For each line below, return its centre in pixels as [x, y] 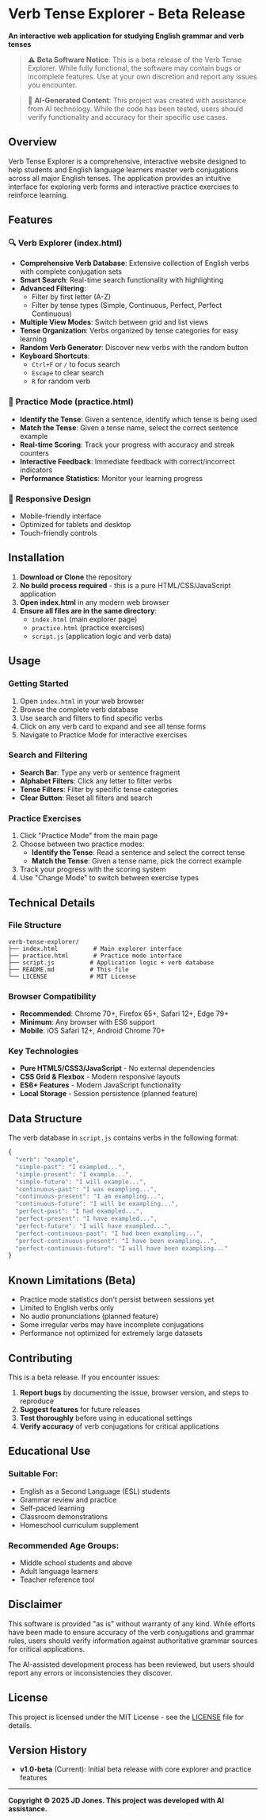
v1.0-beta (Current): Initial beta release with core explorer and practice [135, 1769]
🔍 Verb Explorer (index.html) [65, 243]
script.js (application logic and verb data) [101, 636]
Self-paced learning [52, 1508]
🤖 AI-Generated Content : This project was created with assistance [137, 100]
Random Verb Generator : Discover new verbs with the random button [134, 348]
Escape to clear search [68, 373]
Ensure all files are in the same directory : [88, 610]
